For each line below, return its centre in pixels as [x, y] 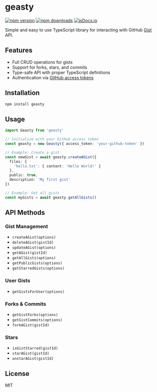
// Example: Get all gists [32, 193]
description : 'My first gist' [40, 180]
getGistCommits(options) [37, 320]
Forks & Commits [26, 304]
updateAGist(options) [34, 248]
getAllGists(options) [34, 258]
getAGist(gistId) [30, 253]
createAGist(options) [34, 237]
